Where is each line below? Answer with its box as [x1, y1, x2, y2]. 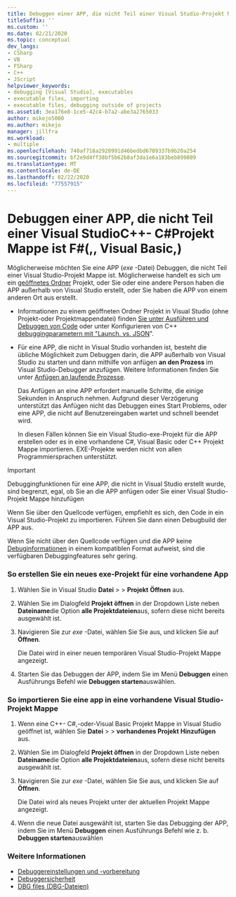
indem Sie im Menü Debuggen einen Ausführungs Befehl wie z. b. [17, 826, 209, 834]
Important [7, 466, 36, 475]
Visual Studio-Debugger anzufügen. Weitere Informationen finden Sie [17, 366, 219, 374]
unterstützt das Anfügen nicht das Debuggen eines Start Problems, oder [17, 401, 227, 410]
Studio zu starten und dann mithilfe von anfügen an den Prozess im [17, 358, 214, 366]
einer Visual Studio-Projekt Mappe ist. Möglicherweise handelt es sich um [7, 271, 221, 280]
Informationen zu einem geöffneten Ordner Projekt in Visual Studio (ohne [17, 307, 229, 316]
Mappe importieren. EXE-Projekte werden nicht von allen [17, 445, 183, 453]
